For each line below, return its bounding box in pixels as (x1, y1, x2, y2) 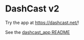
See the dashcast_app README (5, 29, 70, 35)
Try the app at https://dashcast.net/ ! (5, 19, 80, 25)
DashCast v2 (5, 3, 60, 14)
